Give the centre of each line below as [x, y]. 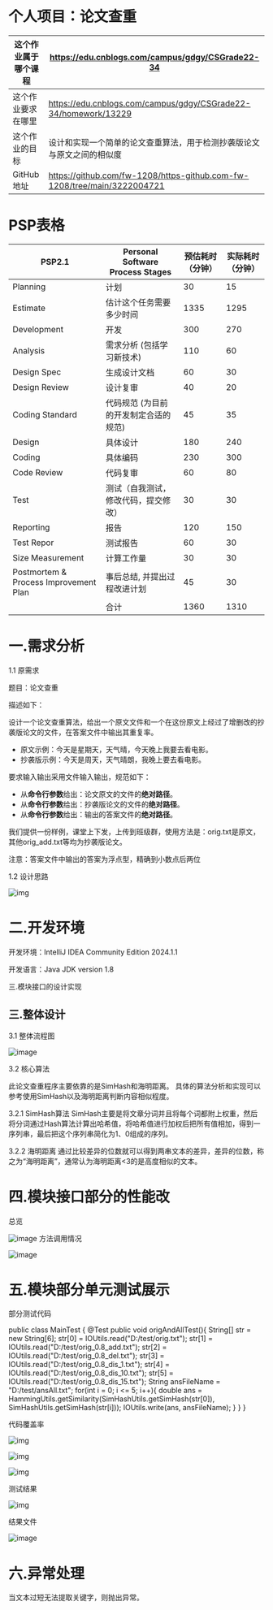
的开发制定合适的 [138, 415]
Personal [141, 251]
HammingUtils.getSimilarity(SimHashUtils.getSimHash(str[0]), [112, 1399]
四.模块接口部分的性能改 [89, 1197]
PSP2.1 [55, 262]
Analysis [29, 350]
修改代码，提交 [134, 500]
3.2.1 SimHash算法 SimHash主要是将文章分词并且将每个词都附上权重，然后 [133, 1113]
